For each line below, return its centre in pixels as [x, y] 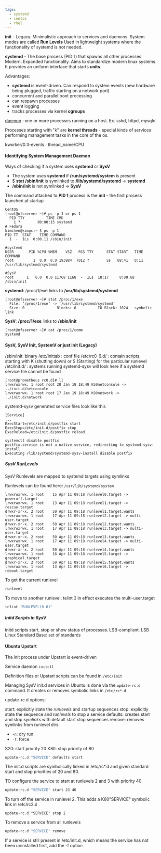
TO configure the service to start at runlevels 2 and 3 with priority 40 [73, 781]
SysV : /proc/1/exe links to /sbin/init [41, 321]
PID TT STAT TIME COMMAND [35, 235]
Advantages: [18, 76]
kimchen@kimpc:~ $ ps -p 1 [32, 231]
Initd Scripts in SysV [26, 617]
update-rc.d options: [25, 700]
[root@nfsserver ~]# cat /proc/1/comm [44, 330]
